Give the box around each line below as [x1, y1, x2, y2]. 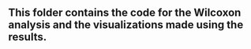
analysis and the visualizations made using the [8, 19, 244, 32]
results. [8, 30, 47, 44]
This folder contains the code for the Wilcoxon [8, 6, 242, 19]
